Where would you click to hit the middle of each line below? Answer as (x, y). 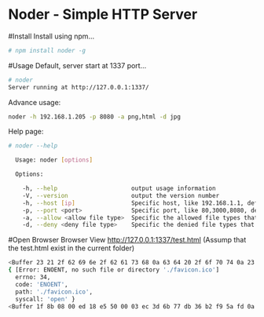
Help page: (26, 132)
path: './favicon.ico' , (54, 292)
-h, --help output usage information (119, 189)
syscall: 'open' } (46, 299)
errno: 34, (33, 277)
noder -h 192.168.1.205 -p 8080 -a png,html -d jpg (94, 117)
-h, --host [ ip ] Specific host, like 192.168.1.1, (133, 203)
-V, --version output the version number (121, 195)
